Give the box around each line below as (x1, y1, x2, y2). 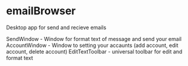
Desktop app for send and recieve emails (6, 24, 107, 31)
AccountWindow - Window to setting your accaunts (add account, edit (6, 42, 179, 49)
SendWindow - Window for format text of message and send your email (6, 35, 182, 42)
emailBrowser (6, 4, 76, 18)
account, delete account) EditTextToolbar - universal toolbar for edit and (6, 48, 183, 55)
